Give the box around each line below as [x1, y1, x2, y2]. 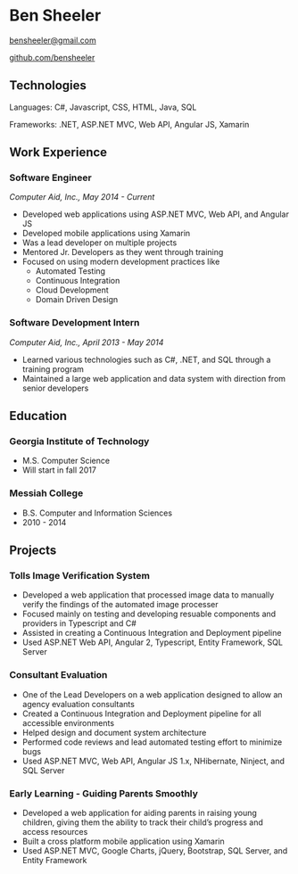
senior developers [21, 383, 89, 393]
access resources [21, 827, 88, 837]
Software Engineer [9, 171, 92, 184]
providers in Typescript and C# [21, 618, 137, 629]
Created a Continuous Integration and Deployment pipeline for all [21, 708, 261, 719]
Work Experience [9, 144, 108, 161]
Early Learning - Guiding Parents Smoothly [9, 787, 199, 799]
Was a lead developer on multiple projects [21, 237, 178, 248]
